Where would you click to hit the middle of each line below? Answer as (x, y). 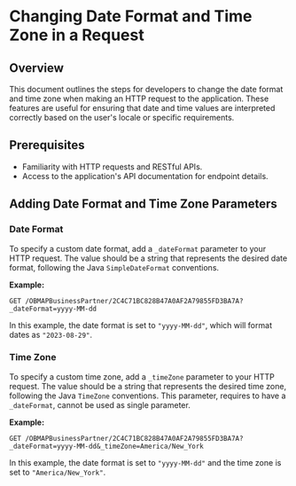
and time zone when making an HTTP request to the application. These (139, 98)
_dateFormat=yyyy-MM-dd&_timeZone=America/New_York (106, 446)
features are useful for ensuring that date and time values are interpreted (142, 108)
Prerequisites (47, 145)
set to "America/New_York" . (58, 472)
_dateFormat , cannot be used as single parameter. (100, 404)
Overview (37, 68)
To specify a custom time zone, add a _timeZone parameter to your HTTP (142, 376)
